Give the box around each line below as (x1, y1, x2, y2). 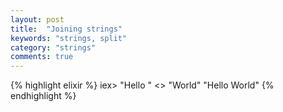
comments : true (10, 52, 74, 62)
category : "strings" (10, 42, 97, 53)
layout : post (10, 14, 65, 25)
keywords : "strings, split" (10, 33, 128, 43)
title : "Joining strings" (10, 24, 123, 34)
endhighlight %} (10, 90, 77, 102)
